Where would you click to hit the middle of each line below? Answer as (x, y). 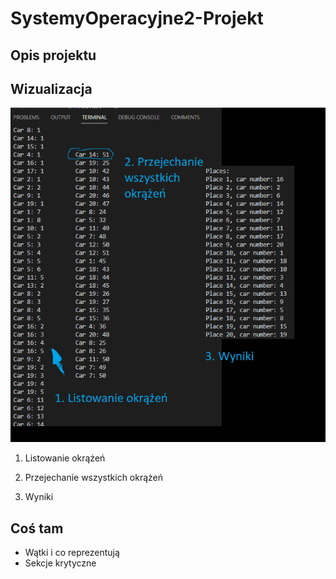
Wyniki (39, 497)
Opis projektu (53, 55)
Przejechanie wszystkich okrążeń (94, 478)
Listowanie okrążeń (65, 458)
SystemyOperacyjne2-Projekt (137, 18)
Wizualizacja (51, 88)
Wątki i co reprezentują (72, 552)
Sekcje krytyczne (60, 563)
